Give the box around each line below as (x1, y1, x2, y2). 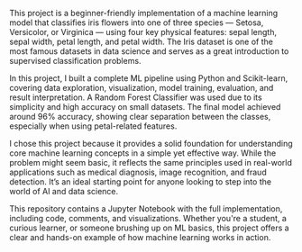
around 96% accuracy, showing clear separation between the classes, (9, 112, 271, 121)
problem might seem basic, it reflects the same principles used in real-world (9, 157, 293, 167)
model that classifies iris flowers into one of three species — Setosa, (9, 17, 264, 28)
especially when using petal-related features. (9, 121, 178, 131)
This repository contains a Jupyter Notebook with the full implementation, (9, 203, 283, 214)
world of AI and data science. (9, 186, 119, 196)
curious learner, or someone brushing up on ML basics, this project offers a (9, 222, 290, 233)
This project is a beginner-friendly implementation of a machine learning (9, 8, 279, 18)
